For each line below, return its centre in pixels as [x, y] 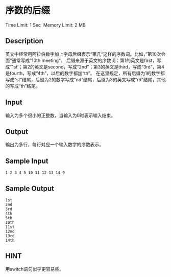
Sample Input [27, 161]
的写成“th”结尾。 [23, 86]
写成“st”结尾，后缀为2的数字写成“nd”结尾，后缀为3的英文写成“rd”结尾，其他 [86, 79]
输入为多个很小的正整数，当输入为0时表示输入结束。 [60, 115]
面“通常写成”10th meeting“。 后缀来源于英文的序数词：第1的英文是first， [81, 60]
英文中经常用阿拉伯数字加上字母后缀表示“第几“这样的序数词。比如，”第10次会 [86, 54]
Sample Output [30, 188]
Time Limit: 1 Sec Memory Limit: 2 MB [45, 25]
